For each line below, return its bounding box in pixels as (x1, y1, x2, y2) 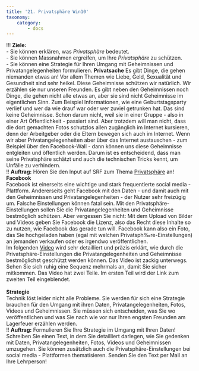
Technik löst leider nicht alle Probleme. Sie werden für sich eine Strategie (6, 295, 185, 302)
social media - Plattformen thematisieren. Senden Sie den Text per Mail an (6, 352, 188, 359)
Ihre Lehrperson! (6, 358, 48, 365)
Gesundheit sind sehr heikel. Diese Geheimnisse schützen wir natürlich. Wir (6, 80, 191, 87)
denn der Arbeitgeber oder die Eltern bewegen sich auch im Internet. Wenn (6, 130, 190, 138)
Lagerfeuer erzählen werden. (6, 320, 78, 328)
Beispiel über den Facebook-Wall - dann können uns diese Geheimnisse (6, 143, 182, 150)
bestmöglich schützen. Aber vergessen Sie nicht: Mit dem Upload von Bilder (6, 213, 193, 220)
